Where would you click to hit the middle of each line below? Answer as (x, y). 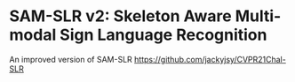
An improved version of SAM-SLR (71, 59)
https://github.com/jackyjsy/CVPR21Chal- (210, 59)
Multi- (258, 16)
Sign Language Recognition (163, 35)
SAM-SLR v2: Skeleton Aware (121, 16)
